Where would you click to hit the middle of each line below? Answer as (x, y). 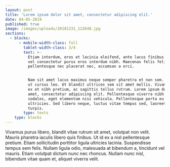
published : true (22, 24)
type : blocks (28, 118)
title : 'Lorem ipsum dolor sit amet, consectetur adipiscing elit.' (79, 15)
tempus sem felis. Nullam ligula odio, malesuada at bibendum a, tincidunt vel (85, 148)
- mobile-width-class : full (48, 43)
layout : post (19, 10)
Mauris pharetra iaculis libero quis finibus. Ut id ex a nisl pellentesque (78, 137)
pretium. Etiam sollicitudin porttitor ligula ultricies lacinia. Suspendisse (78, 143)
